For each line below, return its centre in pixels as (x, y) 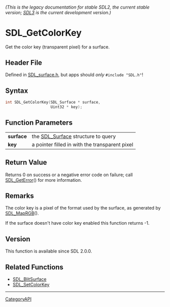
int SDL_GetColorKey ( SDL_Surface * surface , (53, 103)
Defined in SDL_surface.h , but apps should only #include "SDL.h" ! (74, 75)
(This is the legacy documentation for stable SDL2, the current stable (77, 7)
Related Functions (34, 267)
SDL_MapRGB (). (22, 213)
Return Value (26, 162)
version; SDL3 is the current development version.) (58, 12)
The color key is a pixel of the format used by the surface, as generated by (83, 208)
